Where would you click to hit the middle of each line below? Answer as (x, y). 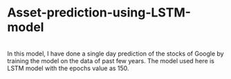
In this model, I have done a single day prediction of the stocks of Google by (115, 54)
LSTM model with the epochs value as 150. (68, 68)
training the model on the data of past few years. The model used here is (111, 60)
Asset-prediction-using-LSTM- (99, 13)
